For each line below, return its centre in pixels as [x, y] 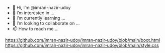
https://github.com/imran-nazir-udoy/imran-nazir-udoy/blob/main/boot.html [83, 40]
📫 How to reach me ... [35, 29]
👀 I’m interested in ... [33, 13]
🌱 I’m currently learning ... [39, 18]
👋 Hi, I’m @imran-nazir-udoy [41, 8]
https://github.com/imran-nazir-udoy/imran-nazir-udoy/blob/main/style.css [82, 45]
